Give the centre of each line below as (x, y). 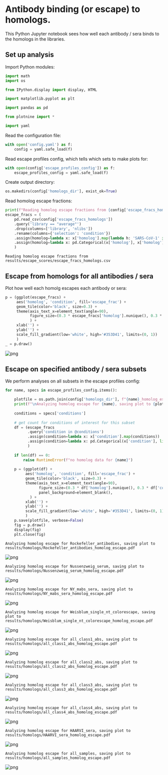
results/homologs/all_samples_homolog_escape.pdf (58, 758)
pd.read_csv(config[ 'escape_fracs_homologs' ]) (63, 219)
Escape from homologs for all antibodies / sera (79, 276)
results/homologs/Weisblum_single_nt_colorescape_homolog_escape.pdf (79, 621)
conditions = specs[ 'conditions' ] (50, 413)
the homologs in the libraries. (35, 39)
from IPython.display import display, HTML (51, 90)
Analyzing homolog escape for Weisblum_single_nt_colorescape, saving (80, 612)
